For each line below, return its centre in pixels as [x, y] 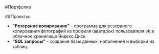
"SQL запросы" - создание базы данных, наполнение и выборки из [83, 41]
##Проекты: [18, 16]
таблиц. [20, 46]
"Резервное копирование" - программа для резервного [72, 26]
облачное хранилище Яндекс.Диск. [49, 36]
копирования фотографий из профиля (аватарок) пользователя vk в [83, 31]
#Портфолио [18, 7]
